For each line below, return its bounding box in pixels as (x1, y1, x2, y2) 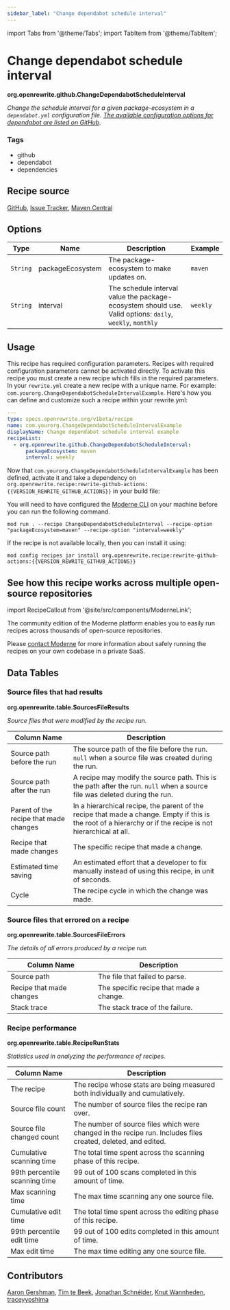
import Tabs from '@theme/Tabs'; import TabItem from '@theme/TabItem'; (7, 29, 218, 37)
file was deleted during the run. (73, 790, 173, 799)
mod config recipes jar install (7, 552, 99, 560)
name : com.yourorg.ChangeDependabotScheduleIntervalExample (7, 422, 183, 429)
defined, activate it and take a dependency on (7, 474, 137, 482)
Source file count (10, 1104, 66, 1114)
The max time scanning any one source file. (73, 1192, 214, 1202)
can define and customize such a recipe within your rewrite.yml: (7, 396, 188, 404)
